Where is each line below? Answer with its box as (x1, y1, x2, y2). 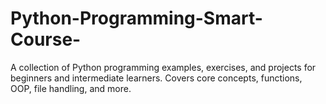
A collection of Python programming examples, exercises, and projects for (10, 61, 317, 73)
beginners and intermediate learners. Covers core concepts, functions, (10, 72, 303, 84)
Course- (10, 28, 82, 51)
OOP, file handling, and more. (10, 82, 132, 94)
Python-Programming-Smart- (10, 7, 263, 30)
